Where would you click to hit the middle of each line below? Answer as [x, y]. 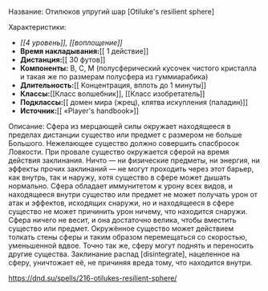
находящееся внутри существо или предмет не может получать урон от [133, 194]
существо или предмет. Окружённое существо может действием [121, 228]
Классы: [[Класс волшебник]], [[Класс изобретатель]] [112, 94]
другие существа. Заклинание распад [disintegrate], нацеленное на [124, 254]
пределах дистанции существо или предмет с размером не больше [125, 135]
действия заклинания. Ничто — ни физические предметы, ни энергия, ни [134, 160]
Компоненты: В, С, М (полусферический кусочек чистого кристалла [138, 68]
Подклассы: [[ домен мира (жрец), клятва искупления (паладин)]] [134, 102]
